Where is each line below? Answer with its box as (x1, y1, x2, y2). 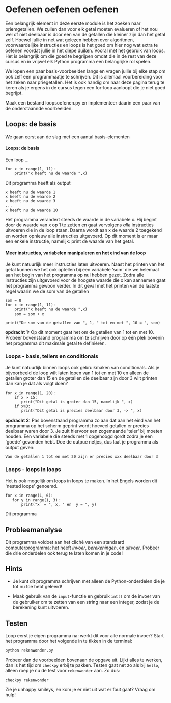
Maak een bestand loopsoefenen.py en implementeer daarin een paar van (5, 99, 160, 106)
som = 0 (5, 298, 22, 303)
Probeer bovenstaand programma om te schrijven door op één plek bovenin (5, 335, 164, 341)
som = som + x (14, 311, 44, 317)
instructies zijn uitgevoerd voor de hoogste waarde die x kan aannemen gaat (5, 277, 166, 283)
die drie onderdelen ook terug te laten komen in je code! (5, 550, 123, 556)
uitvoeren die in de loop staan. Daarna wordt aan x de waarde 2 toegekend (5, 227, 162, 233)
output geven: (5, 445, 35, 451)
